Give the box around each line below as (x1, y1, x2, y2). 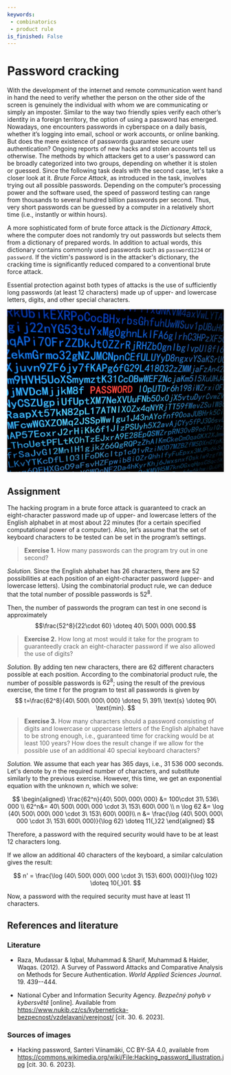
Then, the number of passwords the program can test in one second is (7, 603, 208, 612)
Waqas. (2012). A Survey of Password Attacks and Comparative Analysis (16, 964, 223, 971)
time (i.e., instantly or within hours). (7, 211, 108, 219)
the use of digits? (23, 649, 74, 657)
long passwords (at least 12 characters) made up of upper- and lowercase (7, 288, 217, 297)
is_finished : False (7, 33, 63, 40)
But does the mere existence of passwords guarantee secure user (7, 138, 195, 146)
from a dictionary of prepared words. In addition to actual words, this (7, 238, 202, 247)
